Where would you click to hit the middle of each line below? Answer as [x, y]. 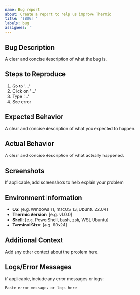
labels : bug [17, 23]
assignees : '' [19, 28]
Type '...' [20, 96]
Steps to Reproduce [36, 74]
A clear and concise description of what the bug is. [56, 59]
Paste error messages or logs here [41, 288]
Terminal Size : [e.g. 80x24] [40, 225]
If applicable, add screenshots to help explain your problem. [65, 182]
